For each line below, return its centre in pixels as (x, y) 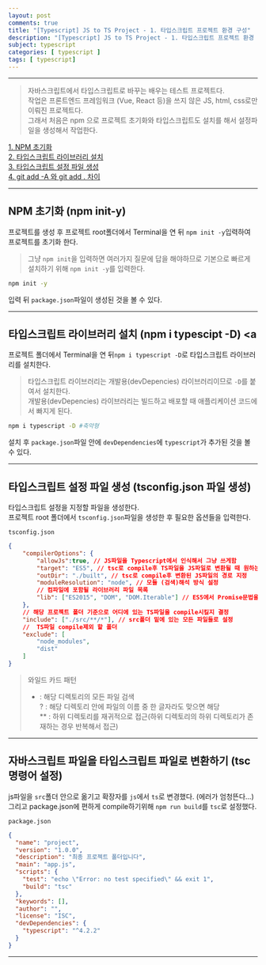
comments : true (33, 23)
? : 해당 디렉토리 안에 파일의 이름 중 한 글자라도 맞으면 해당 (129, 706)
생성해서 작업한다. (70, 130)
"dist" (47, 649)
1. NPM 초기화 (30, 146)
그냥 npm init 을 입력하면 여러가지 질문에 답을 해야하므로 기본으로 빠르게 (139, 259)
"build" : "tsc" (47, 887)
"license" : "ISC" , (46, 916)
